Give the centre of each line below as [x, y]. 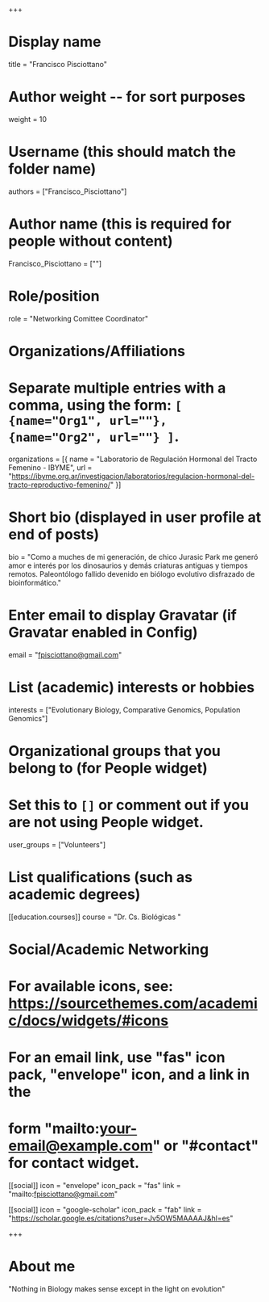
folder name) [52, 169]
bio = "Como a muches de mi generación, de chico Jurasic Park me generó [133, 556]
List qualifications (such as [101, 877]
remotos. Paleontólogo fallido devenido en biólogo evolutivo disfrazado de [132, 573]
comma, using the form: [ [95, 405]
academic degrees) [74, 894]
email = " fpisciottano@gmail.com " [65, 654]
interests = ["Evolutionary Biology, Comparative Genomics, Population [124, 710]
